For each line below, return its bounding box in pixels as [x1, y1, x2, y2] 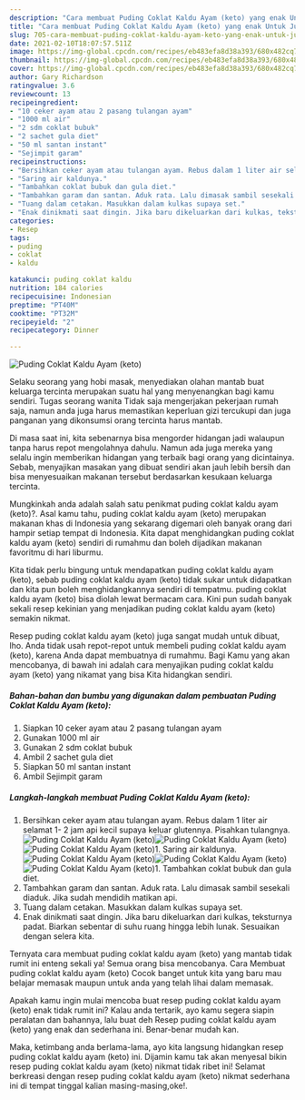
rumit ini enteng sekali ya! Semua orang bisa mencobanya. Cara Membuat [9, 958, 286, 969]
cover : [9, 65, 34, 74]
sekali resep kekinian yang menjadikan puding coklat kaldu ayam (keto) [9, 603, 276, 614]
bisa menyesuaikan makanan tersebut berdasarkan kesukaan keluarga [9, 471, 272, 482]
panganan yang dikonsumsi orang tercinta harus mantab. [9, 415, 223, 426]
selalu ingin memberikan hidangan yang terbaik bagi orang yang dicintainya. [9, 452, 295, 463]
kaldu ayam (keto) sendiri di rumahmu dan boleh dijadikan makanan [9, 538, 262, 549]
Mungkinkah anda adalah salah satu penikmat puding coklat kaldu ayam [9, 499, 279, 510]
